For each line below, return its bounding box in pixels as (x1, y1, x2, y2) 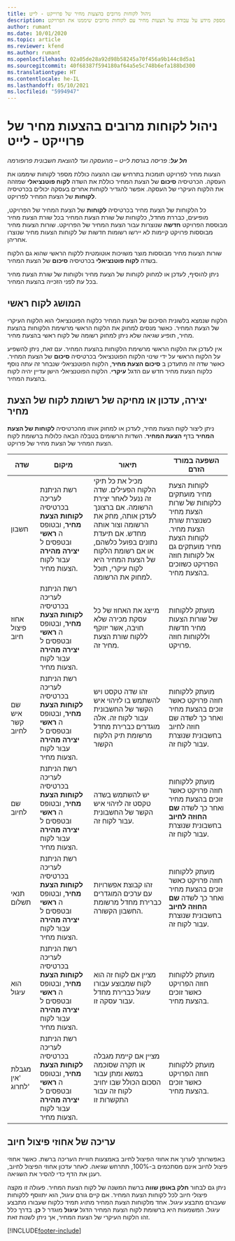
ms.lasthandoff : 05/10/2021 (7, 82, 90, 89)
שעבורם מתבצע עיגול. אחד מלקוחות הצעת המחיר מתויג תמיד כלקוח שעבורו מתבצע (7, 1198, 226, 1206)
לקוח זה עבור (93, 1086, 133, 1096)
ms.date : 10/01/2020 (7, 29, 68, 37)
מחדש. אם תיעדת (93, 529, 147, 538)
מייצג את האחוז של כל (93, 605, 159, 615)
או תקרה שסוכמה (93, 1060, 145, 1070)
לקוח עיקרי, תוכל (93, 564, 143, 573)
